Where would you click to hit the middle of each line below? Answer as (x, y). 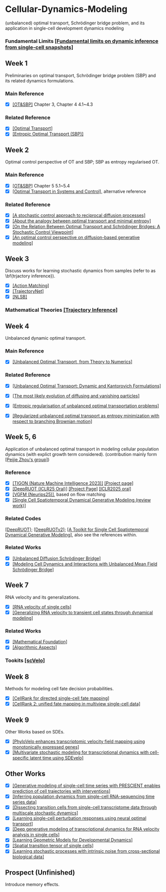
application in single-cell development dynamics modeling (64, 28)
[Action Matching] (31, 286)
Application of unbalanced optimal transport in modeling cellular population (82, 449)
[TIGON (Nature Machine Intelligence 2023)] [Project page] (73, 483)
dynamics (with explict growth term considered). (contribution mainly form (81, 454)
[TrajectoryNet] (28, 291)
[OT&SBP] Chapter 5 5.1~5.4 (41, 185)
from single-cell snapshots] (39, 47)
